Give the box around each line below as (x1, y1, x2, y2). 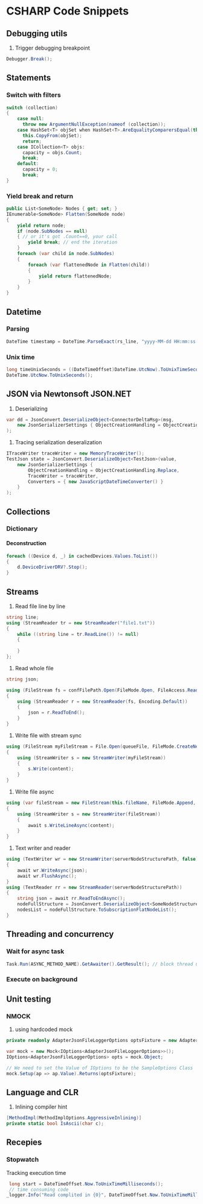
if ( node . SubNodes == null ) (17, 228, 88, 234)
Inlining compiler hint (14, 1103, 68, 1110)
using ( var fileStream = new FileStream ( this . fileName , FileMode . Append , (6, 800, 196, 806)
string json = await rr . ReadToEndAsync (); (17, 896, 126, 902)
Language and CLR (6, 1087, 79, 1098)
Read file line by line (14, 603, 65, 610)
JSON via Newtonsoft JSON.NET (6, 389, 132, 400)
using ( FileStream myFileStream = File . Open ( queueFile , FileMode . (6, 743, 177, 749)
